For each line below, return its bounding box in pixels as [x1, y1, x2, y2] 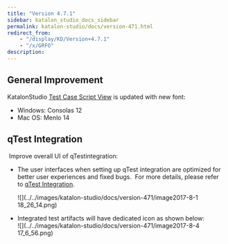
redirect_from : [7, 29, 51, 37]
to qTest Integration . [17, 180, 75, 188]
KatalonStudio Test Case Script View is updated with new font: [7, 93, 186, 101]
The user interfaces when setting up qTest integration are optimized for [17, 165, 221, 173]
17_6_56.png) [17, 229, 53, 237]
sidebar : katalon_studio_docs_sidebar [7, 17, 119, 24]
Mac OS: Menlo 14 [17, 113, 70, 122]
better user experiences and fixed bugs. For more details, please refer [17, 172, 220, 180]
